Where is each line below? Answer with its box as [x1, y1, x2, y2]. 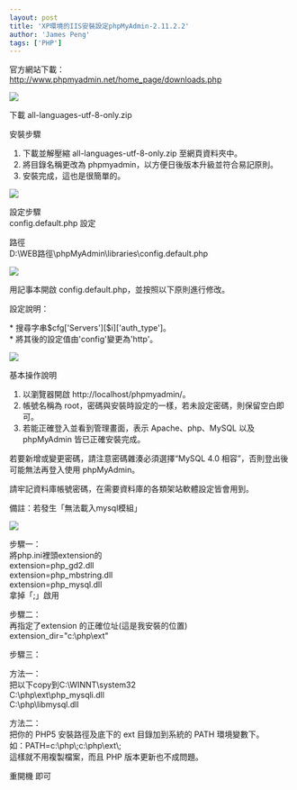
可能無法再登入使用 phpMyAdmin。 [9, 465, 140, 476]
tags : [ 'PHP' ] [9, 38, 63, 48]
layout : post [9, 13, 58, 23]
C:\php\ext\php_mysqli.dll [9, 690, 105, 701]
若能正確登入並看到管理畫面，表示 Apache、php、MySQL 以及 [22, 422, 255, 433]
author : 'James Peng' [9, 30, 91, 39]
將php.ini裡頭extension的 [9, 550, 103, 561]
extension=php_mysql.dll [9, 579, 103, 590]
